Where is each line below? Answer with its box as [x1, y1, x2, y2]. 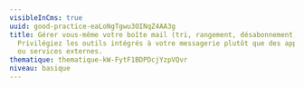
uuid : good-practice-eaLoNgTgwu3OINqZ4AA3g [9, 22, 176, 31]
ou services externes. [17, 47, 103, 56]
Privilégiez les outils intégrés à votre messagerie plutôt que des [17, 38, 281, 48]
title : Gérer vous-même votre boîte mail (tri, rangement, [9, 30, 237, 39]
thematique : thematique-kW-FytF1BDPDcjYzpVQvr [9, 55, 188, 64]
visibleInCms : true [9, 13, 83, 23]
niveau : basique [9, 64, 71, 73]
